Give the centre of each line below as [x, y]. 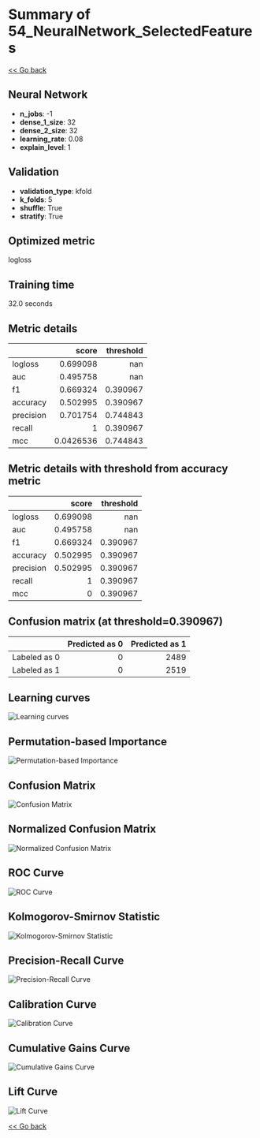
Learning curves [49, 698]
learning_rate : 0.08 [51, 139]
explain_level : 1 [45, 147]
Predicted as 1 [158, 644]
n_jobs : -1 [36, 114]
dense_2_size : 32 [48, 130]
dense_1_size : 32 [48, 122]
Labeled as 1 [36, 670]
